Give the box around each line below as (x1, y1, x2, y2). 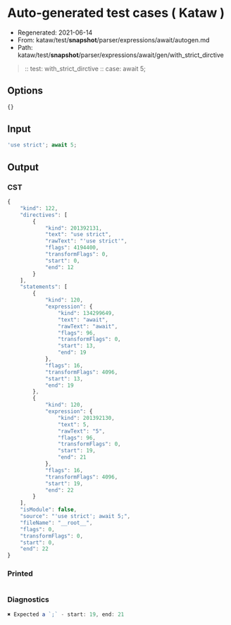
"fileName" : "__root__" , (20, 519, 93, 526)
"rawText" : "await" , (57, 323, 118, 330)
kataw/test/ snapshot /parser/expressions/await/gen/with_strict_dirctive (17, 51, 224, 59)
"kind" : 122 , (20, 204, 58, 212)
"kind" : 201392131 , (44, 224, 102, 232)
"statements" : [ (20, 283, 68, 290)
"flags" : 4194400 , (44, 245, 99, 252)
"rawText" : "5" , (57, 428, 106, 435)
